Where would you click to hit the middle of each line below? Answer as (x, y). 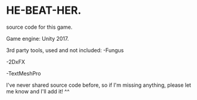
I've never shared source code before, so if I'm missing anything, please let (99, 85)
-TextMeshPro (24, 73)
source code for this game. (39, 27)
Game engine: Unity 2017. (38, 38)
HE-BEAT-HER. (44, 10)
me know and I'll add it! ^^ (38, 91)
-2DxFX (16, 62)
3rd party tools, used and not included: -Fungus (65, 50)
